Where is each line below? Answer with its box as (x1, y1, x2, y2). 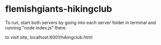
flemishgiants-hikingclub (5, 3, 112, 15)
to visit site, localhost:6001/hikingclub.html (5, 34, 93, 40)
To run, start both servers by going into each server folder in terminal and (5, 20, 156, 25)
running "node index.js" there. (5, 24, 67, 30)
